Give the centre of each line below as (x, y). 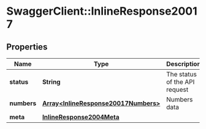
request (177, 90)
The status (182, 74)
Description (184, 64)
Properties (27, 47)
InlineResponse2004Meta (81, 117)
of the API (181, 82)
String (51, 82)
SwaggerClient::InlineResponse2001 (102, 11)
